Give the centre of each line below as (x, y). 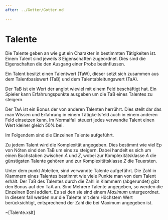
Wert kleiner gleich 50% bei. (35, 125)
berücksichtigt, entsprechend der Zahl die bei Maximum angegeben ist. (79, 202)
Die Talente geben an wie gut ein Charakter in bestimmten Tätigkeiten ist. (81, 53)
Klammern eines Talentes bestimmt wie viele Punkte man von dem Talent (81, 176)
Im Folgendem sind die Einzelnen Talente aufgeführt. (60, 135)
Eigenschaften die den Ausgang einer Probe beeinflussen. (65, 64)
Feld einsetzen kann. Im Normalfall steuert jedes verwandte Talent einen (80, 120)
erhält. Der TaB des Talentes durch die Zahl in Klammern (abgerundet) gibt (82, 181)
